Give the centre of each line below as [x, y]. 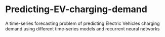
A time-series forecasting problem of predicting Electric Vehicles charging [83, 23]
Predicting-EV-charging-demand [76, 9]
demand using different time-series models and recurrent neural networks [82, 28]
